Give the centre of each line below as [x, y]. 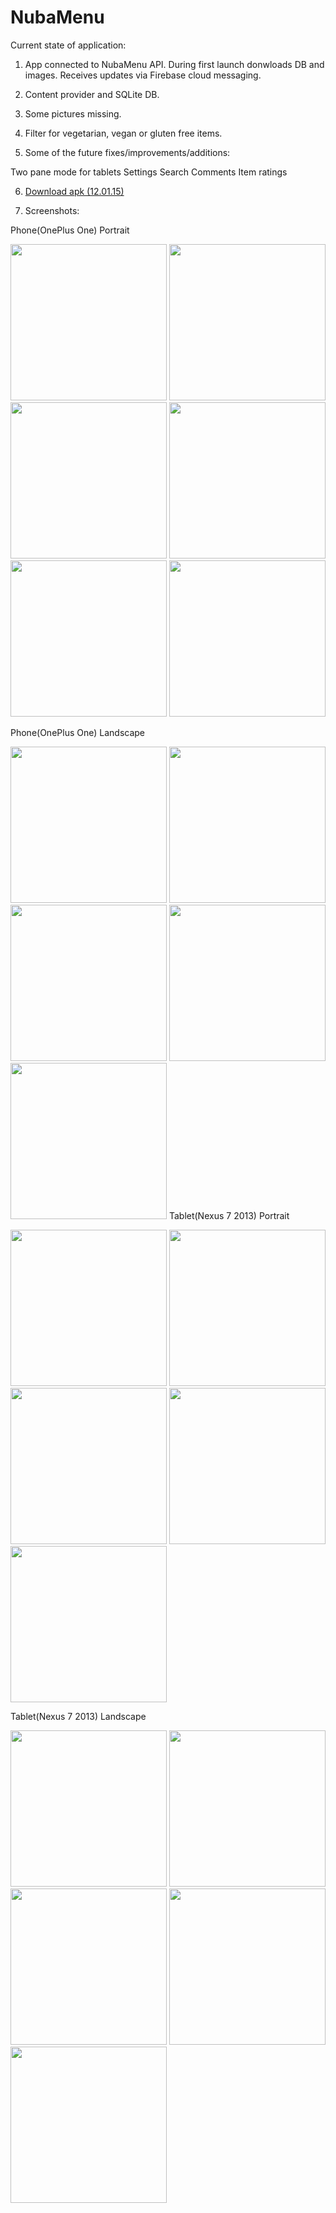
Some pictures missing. [73, 113]
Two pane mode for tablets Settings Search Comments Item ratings [149, 172]
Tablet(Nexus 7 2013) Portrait [229, 1215]
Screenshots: [52, 210]
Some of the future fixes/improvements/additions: [127, 152]
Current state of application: [68, 45]
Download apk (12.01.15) [74, 191]
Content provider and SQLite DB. [92, 94]
